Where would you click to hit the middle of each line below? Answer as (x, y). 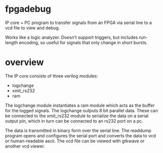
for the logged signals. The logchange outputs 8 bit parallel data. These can (81, 110)
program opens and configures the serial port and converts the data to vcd (81, 135)
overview (24, 63)
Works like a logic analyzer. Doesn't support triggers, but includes (71, 37)
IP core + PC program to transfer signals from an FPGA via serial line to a (79, 23)
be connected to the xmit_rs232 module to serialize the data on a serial (77, 116)
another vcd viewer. (25, 146)
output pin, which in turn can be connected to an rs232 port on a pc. (74, 121)
